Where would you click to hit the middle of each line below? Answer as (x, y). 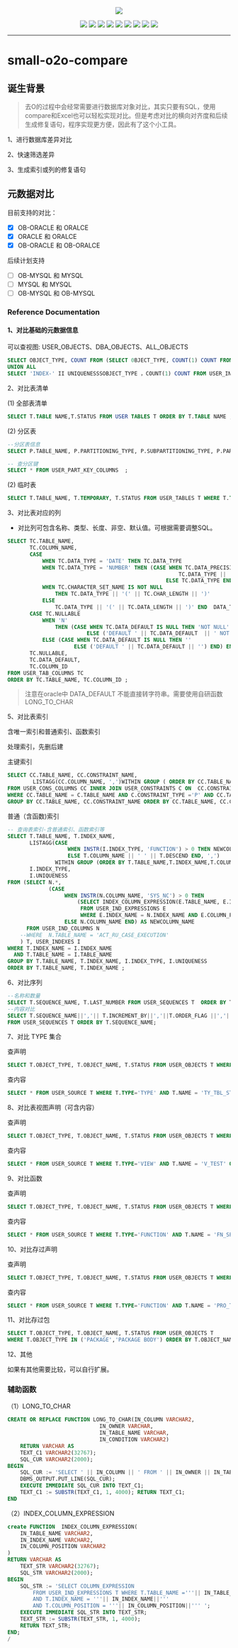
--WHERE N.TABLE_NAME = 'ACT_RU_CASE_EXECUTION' (95, 935)
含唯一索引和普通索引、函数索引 (54, 732)
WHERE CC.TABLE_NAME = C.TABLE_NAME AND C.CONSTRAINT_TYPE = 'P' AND (110, 795)
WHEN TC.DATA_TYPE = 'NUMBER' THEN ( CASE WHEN (112, 567)
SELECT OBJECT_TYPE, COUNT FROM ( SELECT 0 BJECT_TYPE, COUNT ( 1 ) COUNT (112, 361)
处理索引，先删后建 (35, 747)
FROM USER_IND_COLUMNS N (63, 928)
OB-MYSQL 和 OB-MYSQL (56, 294)
